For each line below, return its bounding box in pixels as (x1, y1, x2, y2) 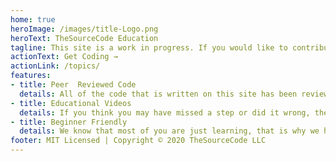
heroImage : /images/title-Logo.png (10, 24, 159, 34)
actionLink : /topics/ (10, 61, 101, 71)
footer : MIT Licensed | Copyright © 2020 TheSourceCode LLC (10, 136, 267, 146)
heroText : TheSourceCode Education (10, 33, 159, 43)
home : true (10, 14, 56, 25)
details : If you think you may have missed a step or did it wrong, (19, 107, 311, 118)
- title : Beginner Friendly (10, 117, 128, 127)
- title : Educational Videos (10, 98, 132, 108)
